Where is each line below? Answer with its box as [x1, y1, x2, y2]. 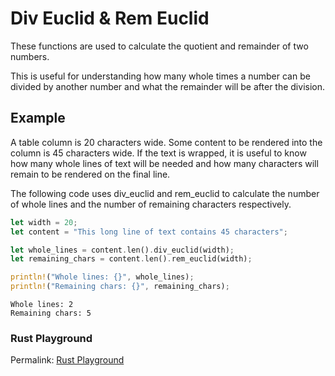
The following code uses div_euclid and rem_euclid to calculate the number [10, 187, 320, 199]
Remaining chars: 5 [10, 308, 92, 318]
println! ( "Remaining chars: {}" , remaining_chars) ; [10, 282, 230, 292]
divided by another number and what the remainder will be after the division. [10, 80, 326, 92]
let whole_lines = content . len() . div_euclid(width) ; [10, 245, 235, 255]
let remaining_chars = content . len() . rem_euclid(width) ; [10, 254, 253, 264]
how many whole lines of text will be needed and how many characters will [10, 157, 319, 169]
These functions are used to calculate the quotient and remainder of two [10, 40, 309, 52]
